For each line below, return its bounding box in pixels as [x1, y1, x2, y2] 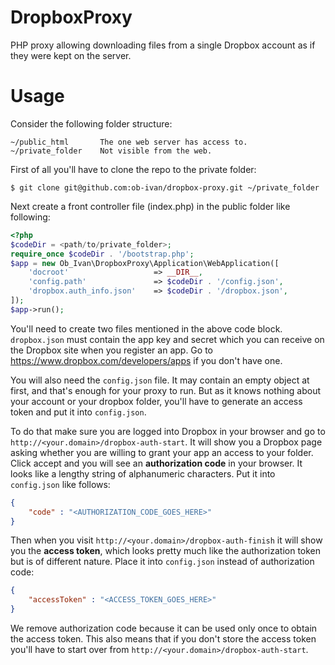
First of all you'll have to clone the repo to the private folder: [10, 163, 257, 175]
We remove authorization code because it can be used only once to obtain [10, 622, 318, 634]
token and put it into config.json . [10, 406, 147, 418]
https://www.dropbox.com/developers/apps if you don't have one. [10, 354, 283, 366]
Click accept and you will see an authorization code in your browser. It [10, 457, 303, 469]
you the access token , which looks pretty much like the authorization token [10, 545, 322, 557]
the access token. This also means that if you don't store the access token [10, 633, 317, 645]
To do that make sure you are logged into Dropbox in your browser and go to [10, 425, 326, 437]
